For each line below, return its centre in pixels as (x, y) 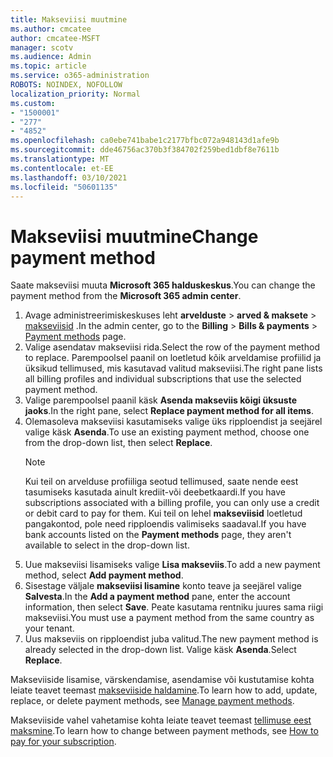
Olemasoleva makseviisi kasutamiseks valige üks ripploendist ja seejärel (173, 422)
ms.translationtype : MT (60, 159)
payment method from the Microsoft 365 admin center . (126, 296)
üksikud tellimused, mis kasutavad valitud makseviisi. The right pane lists (173, 368)
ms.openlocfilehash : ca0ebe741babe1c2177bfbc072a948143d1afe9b (145, 141)
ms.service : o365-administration (80, 76)
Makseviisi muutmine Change (134, 236)
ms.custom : (33, 103)
